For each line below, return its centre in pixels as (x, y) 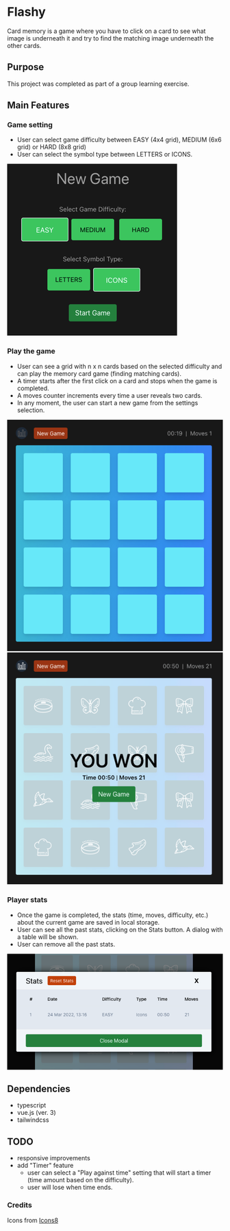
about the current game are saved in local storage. (88, 922)
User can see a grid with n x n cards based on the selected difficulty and (119, 366)
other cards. (24, 45)
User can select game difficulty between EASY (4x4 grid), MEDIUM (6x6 (119, 140)
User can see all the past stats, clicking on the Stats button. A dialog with (120, 929)
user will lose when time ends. (70, 1187)
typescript (31, 1105)
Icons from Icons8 (33, 1220)
